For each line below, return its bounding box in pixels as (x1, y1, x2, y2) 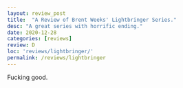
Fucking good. (7, 73, 48, 81)
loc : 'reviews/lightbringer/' (7, 48, 94, 55)
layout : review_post (7, 10, 67, 17)
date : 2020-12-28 (7, 29, 57, 36)
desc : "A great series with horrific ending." (7, 23, 143, 29)
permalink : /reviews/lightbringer (7, 55, 107, 61)
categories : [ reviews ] (7, 35, 72, 42)
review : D (7, 42, 36, 48)
